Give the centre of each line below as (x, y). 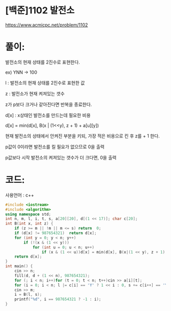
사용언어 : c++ (20, 195)
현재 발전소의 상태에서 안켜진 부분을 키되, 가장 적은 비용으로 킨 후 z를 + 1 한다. (83, 136)
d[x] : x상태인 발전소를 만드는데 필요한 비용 (48, 115)
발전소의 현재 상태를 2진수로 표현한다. (43, 62)
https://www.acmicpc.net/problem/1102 (47, 25)
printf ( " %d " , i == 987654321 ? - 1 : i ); (58, 299)
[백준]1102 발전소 (40, 10)
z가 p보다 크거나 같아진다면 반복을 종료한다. (49, 104)
